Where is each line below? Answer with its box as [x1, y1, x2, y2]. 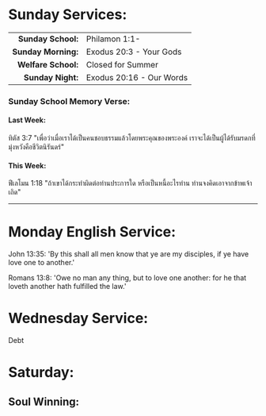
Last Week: [8, 115, 46, 125]
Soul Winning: [8, 395, 80, 408]
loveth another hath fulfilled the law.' [8, 282, 127, 291]
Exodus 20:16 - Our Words [85, 71, 188, 83]
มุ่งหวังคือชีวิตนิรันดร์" [8, 142, 65, 152]
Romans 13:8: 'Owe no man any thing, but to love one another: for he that [8, 273, 247, 283]
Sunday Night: [23, 71, 79, 83]
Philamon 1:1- [85, 33, 141, 44]
